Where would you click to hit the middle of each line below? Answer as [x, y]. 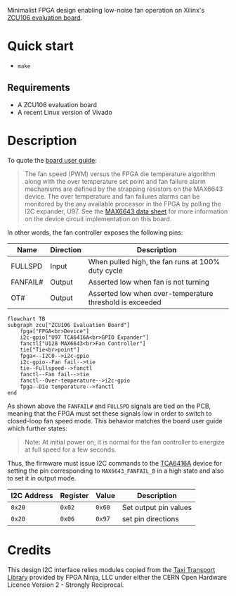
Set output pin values [157, 507]
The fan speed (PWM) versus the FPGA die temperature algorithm [120, 174]
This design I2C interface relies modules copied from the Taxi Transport [111, 569]
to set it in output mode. [42, 478]
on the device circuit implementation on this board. [98, 218]
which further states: [38, 428]
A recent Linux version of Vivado [65, 112]
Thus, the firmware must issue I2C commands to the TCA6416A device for [115, 463]
